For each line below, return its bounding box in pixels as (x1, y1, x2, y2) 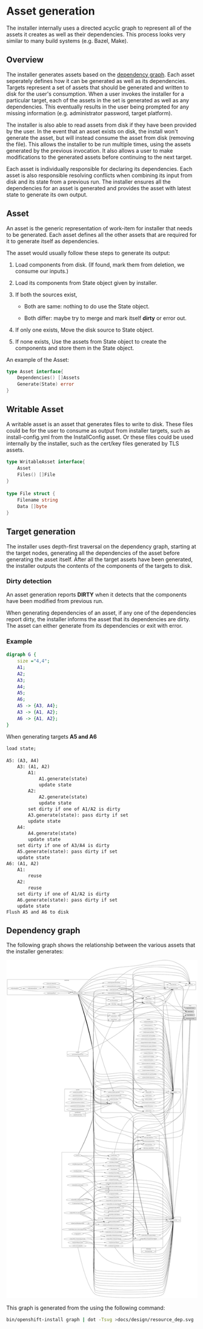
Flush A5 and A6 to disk (6, 909, 69, 915)
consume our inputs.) (15, 267, 68, 275)
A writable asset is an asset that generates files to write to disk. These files (6, 420, 193, 428)
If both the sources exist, (15, 291, 78, 298)
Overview (6, 55, 44, 65)
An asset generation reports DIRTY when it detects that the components (6, 591, 187, 598)
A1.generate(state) (38, 776, 88, 782)
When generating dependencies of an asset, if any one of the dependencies (6, 609, 197, 616)
